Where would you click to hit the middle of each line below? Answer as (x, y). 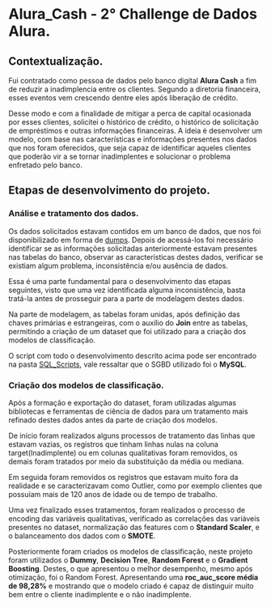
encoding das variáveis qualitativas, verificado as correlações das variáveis (134, 518)
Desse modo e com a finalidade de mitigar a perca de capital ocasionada (130, 113)
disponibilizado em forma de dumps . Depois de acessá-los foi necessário (131, 240)
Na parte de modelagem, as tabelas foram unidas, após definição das (124, 314)
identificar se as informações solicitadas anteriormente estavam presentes (133, 248)
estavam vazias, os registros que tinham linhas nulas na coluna (113, 444)
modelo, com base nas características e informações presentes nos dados (133, 139)
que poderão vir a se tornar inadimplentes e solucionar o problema (119, 156)
